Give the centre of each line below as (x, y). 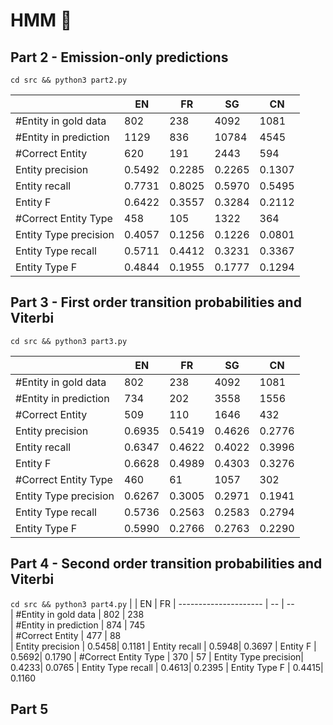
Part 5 (29, 709)
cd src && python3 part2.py (69, 80)
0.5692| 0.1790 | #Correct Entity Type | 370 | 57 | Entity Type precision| (157, 656)
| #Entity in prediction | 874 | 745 (78, 625)
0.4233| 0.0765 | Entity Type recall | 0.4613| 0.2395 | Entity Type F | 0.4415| (167, 667)
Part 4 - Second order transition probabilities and (166, 564)
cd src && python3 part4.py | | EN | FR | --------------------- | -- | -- (152, 603)
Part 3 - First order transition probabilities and (156, 302)
